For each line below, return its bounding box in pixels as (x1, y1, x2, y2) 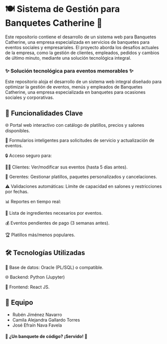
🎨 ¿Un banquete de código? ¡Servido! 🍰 (5, 334, 88, 340)
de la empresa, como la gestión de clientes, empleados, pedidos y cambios (5, 50, 160, 56)
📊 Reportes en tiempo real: (5, 199, 61, 205)
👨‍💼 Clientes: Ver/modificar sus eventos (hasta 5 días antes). (5, 164, 128, 170)
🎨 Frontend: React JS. (5, 284, 50, 290)
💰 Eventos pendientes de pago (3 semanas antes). (5, 220, 110, 226)
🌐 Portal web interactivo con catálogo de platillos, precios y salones (5, 122, 145, 128)
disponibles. (5, 128, 30, 134)
